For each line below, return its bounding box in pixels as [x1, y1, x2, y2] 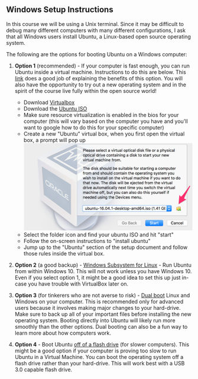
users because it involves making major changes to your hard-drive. [14, 305, 181, 312]
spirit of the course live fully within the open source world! [14, 87, 157, 94]
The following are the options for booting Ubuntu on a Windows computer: [6, 50, 187, 58]
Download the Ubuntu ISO [23, 105, 87, 112]
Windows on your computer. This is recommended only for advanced [14, 298, 184, 305]
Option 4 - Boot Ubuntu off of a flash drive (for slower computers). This [14, 341, 190, 348]
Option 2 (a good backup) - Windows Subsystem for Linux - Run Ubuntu [14, 261, 192, 268]
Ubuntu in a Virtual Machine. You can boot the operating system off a [14, 354, 184, 361]
